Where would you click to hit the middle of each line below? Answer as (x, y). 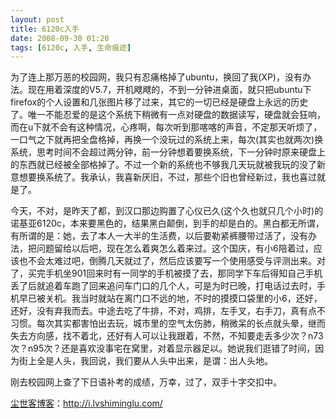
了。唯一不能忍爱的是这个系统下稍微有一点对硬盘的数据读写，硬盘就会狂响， (168, 115)
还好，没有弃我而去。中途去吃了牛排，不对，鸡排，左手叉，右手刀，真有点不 (168, 311)
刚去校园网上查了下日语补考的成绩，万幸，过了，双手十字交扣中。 (146, 382)
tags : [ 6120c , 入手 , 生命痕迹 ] (71, 47)
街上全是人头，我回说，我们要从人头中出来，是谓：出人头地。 (145, 361)
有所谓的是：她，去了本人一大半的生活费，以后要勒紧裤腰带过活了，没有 (159, 236)
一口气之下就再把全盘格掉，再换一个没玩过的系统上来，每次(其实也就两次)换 (167, 140)
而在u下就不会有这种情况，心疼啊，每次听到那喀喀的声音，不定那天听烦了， (166, 127)
